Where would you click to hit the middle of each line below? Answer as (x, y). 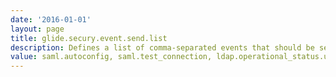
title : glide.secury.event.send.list (89, 38)
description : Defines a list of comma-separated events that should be (162, 47)
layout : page (37, 29)
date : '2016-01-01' (51, 19)
